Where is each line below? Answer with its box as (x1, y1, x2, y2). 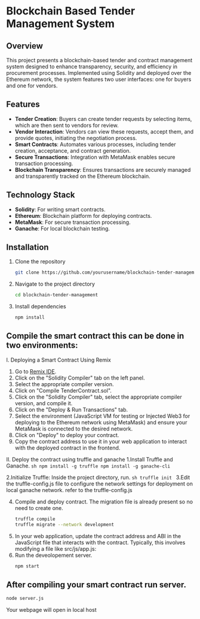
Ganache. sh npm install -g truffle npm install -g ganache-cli (6, 462, 171, 469)
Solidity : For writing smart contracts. (14, 205, 106, 213)
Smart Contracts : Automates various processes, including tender (14, 141, 176, 148)
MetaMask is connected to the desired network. (14, 425, 133, 432)
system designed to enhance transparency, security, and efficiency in (6, 63, 178, 70)
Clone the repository (14, 258, 66, 265)
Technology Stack (6, 190, 75, 200)
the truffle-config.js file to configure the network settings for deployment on (6, 480, 193, 487)
